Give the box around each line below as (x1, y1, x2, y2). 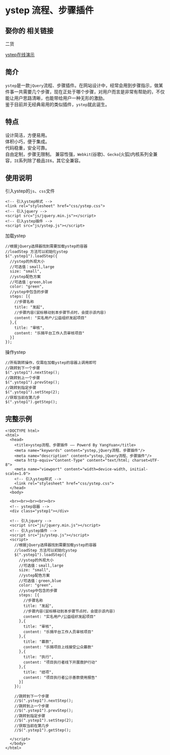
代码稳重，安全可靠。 (5, 145, 50, 151)
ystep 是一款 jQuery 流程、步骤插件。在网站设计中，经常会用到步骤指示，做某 (5, 82, 163, 88)
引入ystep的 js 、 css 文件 (5, 188, 55, 194)
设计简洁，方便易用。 (5, 132, 50, 138)
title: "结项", (23, 670, 54, 675)
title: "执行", (23, 655, 54, 660)
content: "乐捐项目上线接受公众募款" (23, 645, 94, 650)
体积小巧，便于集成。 (5, 138, 50, 145)
